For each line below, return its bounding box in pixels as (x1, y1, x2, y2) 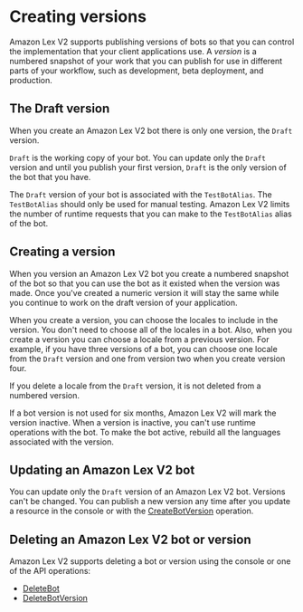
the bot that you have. (9, 171, 91, 182)
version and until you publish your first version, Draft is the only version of (9, 161, 287, 173)
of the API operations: (9, 566, 91, 577)
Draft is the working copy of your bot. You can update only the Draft (9, 152, 267, 163)
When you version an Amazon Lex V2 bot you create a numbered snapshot (9, 268, 289, 279)
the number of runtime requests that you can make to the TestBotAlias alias (9, 208, 292, 219)
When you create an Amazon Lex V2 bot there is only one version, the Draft (9, 125, 293, 136)
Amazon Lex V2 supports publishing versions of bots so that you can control (9, 36, 295, 47)
